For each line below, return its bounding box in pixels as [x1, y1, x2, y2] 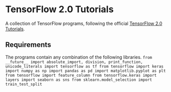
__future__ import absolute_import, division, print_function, [5, 59, 143, 65]
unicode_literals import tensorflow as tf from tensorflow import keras [5, 64, 164, 69]
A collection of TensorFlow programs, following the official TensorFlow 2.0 [5, 20, 162, 26]
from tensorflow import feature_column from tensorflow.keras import [5, 73, 157, 78]
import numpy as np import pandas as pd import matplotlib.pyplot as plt [5, 68, 166, 73]
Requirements [5, 41, 51, 49]
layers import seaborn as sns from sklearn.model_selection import [5, 77, 153, 82]
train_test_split [5, 81, 42, 87]
